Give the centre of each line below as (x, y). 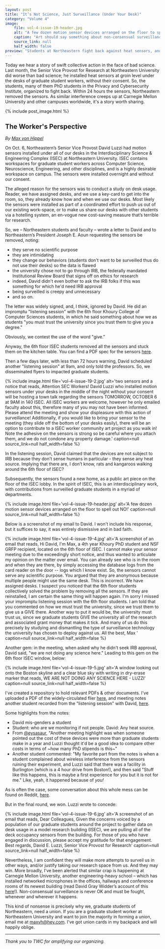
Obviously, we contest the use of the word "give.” (55, 337)
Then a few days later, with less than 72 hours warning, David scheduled (79, 361)
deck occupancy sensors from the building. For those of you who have (77, 835)
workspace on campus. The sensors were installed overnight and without (79, 174)
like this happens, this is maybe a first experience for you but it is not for (85, 775)
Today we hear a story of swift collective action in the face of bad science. (81, 65)
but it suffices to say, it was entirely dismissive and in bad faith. (69, 529)
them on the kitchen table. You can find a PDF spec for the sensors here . (79, 352)
